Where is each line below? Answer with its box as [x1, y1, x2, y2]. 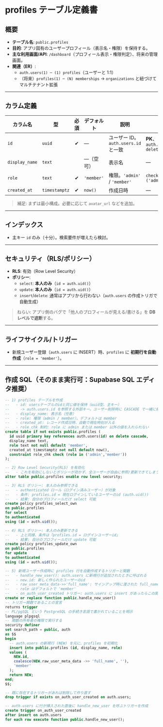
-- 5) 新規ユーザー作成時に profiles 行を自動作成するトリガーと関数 [5, 568, 130, 573]
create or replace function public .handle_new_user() [5, 596, 116, 601]
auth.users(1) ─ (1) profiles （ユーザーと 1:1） [19, 70, 116, 75]
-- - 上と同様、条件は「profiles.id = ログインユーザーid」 [5, 532, 120, 537]
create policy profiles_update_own [5, 542, 77, 547]
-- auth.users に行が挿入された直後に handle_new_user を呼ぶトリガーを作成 [5, 704, 148, 709]
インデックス [5, 221, 44, 229]
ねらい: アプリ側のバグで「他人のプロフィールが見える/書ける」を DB [16, 309, 156, 315]
